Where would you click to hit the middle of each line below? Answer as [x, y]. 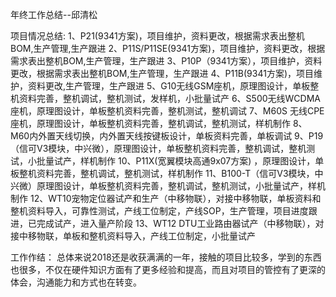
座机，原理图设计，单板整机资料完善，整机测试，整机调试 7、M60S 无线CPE [167, 111]
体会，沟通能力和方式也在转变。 [76, 282]
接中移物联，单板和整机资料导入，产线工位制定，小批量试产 [133, 236]
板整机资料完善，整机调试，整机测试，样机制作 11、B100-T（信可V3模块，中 [167, 173]
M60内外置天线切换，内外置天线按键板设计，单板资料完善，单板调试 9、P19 [167, 136]
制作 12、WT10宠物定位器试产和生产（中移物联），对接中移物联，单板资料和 [166, 198]
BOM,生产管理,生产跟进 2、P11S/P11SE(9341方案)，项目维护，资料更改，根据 [168, 48]
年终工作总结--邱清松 [54, 14]
